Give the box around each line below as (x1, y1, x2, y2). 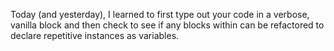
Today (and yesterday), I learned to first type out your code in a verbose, (10, 9, 310, 20)
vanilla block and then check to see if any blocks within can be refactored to (10, 19, 325, 31)
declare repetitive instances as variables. (10, 30, 180, 41)
